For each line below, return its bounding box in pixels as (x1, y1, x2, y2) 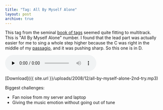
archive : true (5, 16, 34, 21)
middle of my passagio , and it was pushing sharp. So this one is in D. (5, 45, 143, 51)
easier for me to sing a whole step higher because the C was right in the (5, 40, 150, 46)
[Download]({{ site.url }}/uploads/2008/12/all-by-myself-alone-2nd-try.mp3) (5, 75, 158, 81)
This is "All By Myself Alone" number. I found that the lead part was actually (5, 35, 157, 41)
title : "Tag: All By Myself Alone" (5, 7, 77, 12)
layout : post (5, 12, 32, 17)
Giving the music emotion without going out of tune (12, 100, 115, 106)
